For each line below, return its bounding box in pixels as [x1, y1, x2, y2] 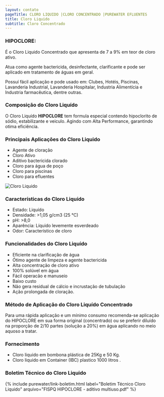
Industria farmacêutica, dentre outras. [5, 89, 83, 95]
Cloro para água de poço [12, 163, 63, 169]
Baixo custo [12, 278, 37, 284]
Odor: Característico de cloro [12, 228, 72, 234]
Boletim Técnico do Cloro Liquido [5, 370, 87, 377]
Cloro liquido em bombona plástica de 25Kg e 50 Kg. [12, 352, 120, 358]
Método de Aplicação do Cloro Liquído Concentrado [5, 301, 133, 308]
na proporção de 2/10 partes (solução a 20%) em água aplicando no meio [5, 323, 156, 329]
